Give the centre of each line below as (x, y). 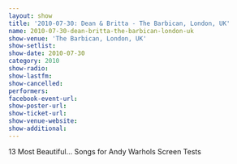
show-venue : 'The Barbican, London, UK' (78, 38)
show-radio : (28, 69)
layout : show (30, 16)
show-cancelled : (36, 83)
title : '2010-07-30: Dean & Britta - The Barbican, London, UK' (119, 23)
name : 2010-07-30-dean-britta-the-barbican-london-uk (101, 31)
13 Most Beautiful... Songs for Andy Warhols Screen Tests (105, 151)
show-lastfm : (30, 76)
